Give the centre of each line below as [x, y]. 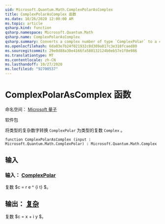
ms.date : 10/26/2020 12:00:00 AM [39, 19]
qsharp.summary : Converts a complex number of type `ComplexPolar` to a [81, 42]
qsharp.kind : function [28, 28]
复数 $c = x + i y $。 [26, 217]
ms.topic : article [24, 23]
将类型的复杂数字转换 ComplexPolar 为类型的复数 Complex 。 [65, 130]
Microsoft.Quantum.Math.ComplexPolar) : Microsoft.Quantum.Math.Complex [81, 144]
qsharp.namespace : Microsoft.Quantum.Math [49, 32]
